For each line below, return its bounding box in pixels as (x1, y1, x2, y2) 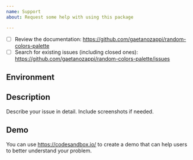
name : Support (6, 8, 41, 15)
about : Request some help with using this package (6, 14, 134, 20)
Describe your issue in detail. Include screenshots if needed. (6, 107, 154, 115)
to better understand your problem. (6, 147, 92, 154)
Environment (6, 72, 55, 83)
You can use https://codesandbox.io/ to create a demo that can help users (6, 141, 188, 148)
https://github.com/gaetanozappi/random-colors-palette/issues (14, 55, 171, 62)
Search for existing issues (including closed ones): (14, 48, 138, 55)
